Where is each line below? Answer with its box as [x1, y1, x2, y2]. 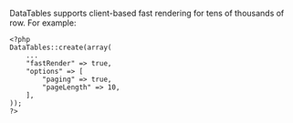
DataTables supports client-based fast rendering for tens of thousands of [9, 8, 285, 18]
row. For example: [9, 17, 77, 28]
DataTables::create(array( [9, 43, 112, 52]
